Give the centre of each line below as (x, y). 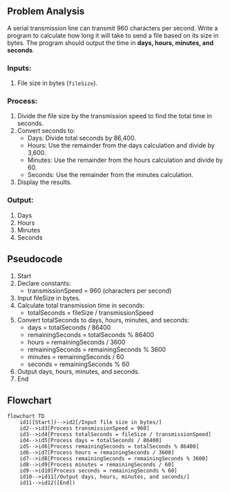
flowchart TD (26, 417)
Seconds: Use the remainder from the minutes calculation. (110, 175)
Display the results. (45, 182)
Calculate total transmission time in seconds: (81, 305)
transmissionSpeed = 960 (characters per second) (99, 291)
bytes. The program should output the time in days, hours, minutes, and (111, 43)
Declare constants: (44, 283)
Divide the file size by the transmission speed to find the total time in (115, 116)
